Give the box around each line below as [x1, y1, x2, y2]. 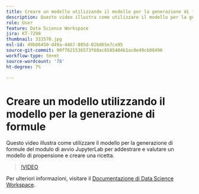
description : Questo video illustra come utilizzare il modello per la [6, 14, 187, 20]
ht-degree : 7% [6, 63, 41, 70]
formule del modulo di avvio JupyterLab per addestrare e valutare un [6, 146, 174, 153]
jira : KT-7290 [6, 31, 41, 37]
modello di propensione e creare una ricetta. [6, 152, 114, 159]
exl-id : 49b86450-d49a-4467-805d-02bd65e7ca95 [6, 42, 123, 48]
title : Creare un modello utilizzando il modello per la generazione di [6, 8, 190, 15]
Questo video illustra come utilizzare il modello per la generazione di [6, 139, 173, 147]
